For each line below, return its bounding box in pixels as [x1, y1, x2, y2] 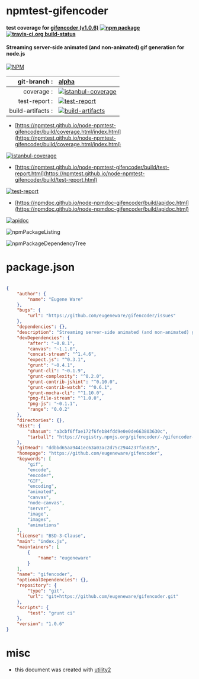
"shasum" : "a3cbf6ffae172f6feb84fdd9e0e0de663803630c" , [27, 428, 168, 435]
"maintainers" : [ [17, 544, 60, 550]
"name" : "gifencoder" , [17, 571, 73, 578]
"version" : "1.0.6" [17, 621, 65, 627]
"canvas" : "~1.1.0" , [27, 346, 78, 352]
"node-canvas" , [27, 500, 65, 506]
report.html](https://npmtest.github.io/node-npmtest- [14, 170, 145, 177]
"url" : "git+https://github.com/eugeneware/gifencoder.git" [27, 593, 179, 599]
